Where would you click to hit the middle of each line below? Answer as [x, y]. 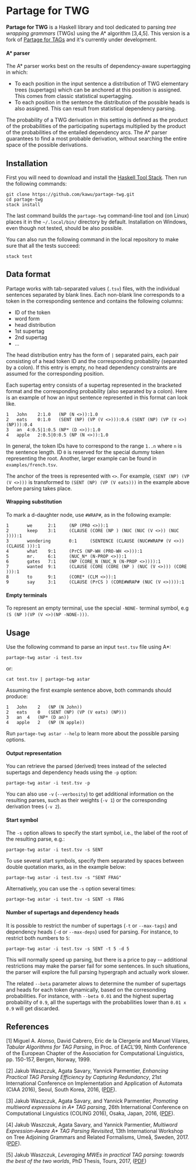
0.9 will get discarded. [33, 1008]
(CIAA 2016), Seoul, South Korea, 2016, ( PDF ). [61, 1090]
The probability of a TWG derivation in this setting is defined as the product [97, 120]
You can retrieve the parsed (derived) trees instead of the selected [86, 766]
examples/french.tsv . [32, 464]
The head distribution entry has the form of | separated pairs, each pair [92, 355]
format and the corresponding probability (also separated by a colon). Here [97, 391]
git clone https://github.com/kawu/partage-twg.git [70, 194]
